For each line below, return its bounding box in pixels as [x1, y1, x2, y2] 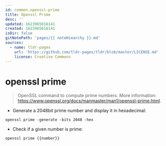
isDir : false [5, 31, 33, 36]
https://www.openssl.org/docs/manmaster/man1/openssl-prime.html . [17, 98, 161, 104]
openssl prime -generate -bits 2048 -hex [5, 117, 94, 122]
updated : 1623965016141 [5, 21, 56, 27]
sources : [5, 40, 24, 45]
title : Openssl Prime [5, 12, 51, 17]
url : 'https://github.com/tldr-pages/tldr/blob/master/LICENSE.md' [14, 49, 159, 54]
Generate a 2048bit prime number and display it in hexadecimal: [12, 108, 146, 114]
